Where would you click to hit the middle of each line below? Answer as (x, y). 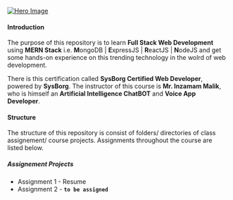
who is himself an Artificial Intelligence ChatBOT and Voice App (101, 94)
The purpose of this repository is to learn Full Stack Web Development (110, 43)
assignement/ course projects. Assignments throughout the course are (110, 140)
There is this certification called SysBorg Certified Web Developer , (105, 79)
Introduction (26, 27)
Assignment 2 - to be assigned (63, 189)
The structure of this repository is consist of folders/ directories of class (112, 133)
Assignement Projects (40, 164)
